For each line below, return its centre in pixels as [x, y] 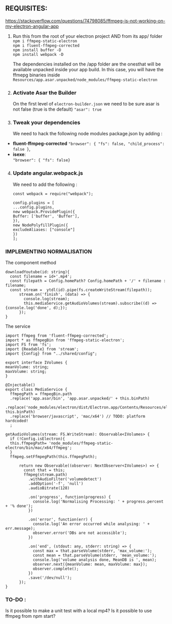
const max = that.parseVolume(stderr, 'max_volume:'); [92, 551]
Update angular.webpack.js [48, 173]
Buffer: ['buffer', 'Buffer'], [46, 216]
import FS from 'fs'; [28, 345]
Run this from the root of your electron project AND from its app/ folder [88, 36]
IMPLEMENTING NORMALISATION [49, 252]
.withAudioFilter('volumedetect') [65, 479]
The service [18, 326]
